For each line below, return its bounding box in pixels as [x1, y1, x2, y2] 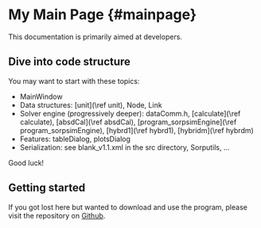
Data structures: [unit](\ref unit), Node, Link [19, 100, 162, 109]
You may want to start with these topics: [8, 76, 140, 85]
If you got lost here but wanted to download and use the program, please [8, 202, 248, 212]
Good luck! [8, 158, 45, 167]
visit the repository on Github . [8, 210, 106, 220]
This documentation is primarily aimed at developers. [8, 32, 183, 41]
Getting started [8, 181, 86, 195]
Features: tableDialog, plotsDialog [19, 134, 131, 143]
